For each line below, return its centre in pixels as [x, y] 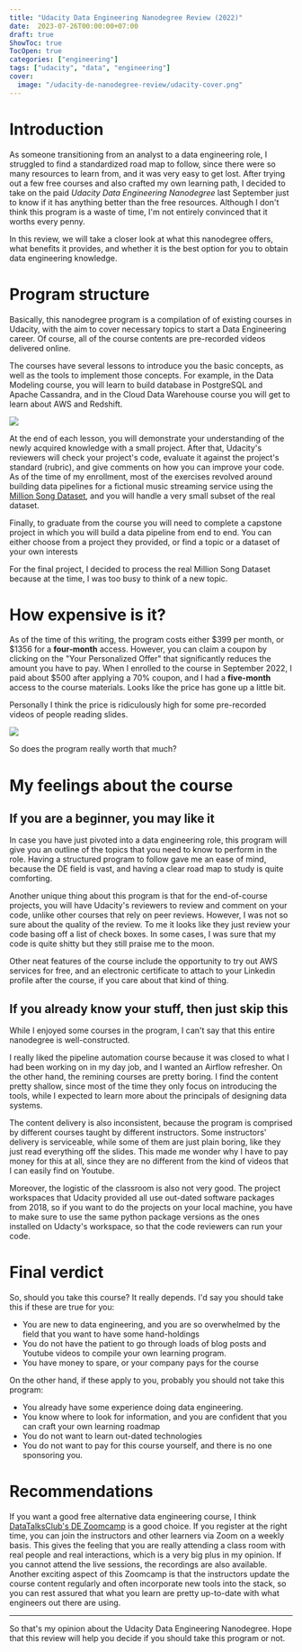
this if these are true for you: [62, 1307]
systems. [26, 1106]
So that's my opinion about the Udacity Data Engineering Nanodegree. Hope [151, 1629]
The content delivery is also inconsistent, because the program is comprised [151, 1123]
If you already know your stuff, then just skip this [149, 1009]
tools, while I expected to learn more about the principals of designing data [148, 1096]
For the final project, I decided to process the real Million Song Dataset [140, 569]
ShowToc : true [36, 43]
